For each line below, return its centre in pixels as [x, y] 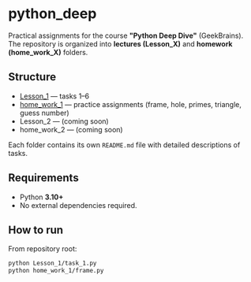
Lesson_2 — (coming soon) [64, 121]
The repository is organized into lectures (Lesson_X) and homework [120, 43]
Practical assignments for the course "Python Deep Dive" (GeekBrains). [126, 35]
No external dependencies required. [78, 205]
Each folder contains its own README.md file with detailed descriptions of [124, 145]
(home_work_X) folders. [48, 52]
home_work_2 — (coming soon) [71, 129]
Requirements [43, 178]
